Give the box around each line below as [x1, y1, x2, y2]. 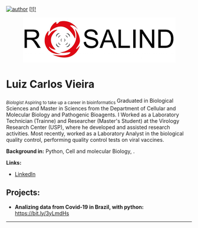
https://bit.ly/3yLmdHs [14, 210, 70, 217]
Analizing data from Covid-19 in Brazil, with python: [14, 203, 144, 210]
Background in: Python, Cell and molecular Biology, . [6, 148, 135, 155]
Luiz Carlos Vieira [6, 77, 95, 91]
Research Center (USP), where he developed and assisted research [6, 123, 170, 131]
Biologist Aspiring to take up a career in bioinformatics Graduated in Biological [6, 97, 174, 106]
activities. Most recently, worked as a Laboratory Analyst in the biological [6, 130, 184, 137]
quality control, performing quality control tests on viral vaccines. [6, 136, 164, 143]
